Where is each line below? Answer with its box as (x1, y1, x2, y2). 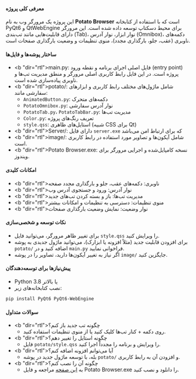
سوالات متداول (5, 308, 39, 316)
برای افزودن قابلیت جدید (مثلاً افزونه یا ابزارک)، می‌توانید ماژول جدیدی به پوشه (14, 238, 188, 245)
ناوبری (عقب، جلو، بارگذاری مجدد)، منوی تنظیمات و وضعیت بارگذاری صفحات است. (5, 37, 191, 44)
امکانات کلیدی (5, 167, 36, 173)
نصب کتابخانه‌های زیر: (14, 284, 62, 292)
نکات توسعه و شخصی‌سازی (5, 218, 66, 226)
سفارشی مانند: (14, 90, 48, 97)
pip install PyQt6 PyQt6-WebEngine (5, 296, 94, 302)
